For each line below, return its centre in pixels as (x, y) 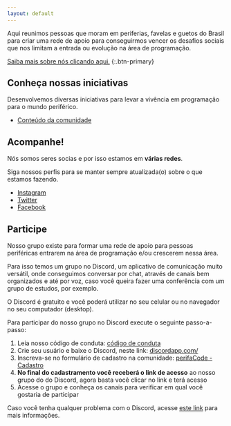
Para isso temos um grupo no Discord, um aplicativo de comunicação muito (115, 267)
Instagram (31, 193)
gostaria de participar (48, 395)
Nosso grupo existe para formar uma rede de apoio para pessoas (100, 246)
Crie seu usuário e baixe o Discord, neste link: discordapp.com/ (108, 351)
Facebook (31, 207)
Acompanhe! (36, 142)
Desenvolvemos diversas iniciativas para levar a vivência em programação (113, 99)
